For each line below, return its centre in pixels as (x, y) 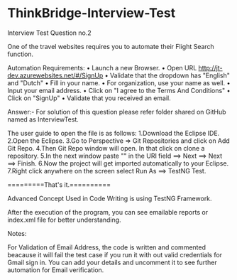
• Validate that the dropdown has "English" (167, 75)
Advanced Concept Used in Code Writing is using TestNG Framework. (110, 198)
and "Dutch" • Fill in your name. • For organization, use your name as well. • (119, 82)
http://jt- (210, 68)
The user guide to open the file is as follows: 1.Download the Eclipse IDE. (114, 133)
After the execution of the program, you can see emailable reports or (108, 212)
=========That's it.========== (59, 184)
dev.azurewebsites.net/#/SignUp (55, 75)
